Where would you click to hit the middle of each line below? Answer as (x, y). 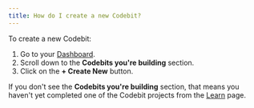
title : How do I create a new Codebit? (75, 16)
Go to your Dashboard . (58, 54)
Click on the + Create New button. (77, 71)
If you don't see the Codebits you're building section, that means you (124, 86)
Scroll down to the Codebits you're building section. (107, 62)
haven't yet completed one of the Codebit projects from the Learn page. (127, 95)
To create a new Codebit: (50, 38)
